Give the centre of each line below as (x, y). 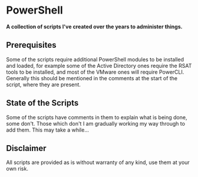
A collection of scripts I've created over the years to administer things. (94, 27)
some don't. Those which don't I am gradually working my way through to (96, 123)
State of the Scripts (42, 103)
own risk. (17, 169)
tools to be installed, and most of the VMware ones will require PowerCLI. (95, 72)
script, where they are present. (44, 84)
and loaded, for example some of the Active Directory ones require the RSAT (99, 65)
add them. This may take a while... (48, 130)
